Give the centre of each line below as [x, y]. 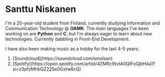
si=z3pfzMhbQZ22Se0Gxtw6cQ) [47, 69]
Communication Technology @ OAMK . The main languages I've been [77, 28]
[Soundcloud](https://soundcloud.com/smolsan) [63, 58]
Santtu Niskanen [41, 9]
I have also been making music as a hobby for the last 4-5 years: [72, 48]
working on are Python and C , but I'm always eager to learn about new [79, 33]
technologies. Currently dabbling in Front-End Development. [67, 39]
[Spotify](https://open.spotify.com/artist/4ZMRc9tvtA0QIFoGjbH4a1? [84, 63]
